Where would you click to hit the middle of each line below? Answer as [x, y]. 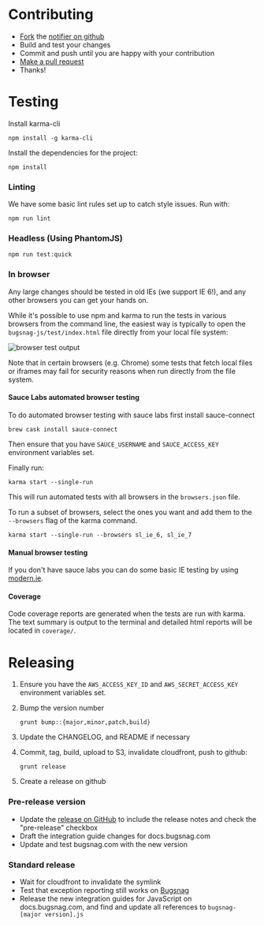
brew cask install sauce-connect [63, 429]
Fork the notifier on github [62, 36]
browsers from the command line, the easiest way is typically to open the [127, 323]
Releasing [41, 662]
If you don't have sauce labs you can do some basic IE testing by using [123, 570]
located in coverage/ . [42, 631]
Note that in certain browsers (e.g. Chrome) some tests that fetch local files [130, 362]
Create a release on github [63, 782]
